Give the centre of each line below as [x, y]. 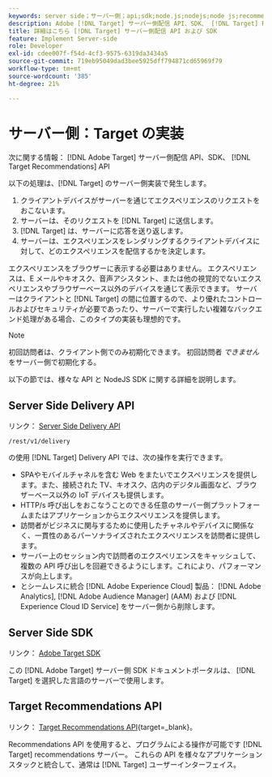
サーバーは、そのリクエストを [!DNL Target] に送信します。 [119, 221]
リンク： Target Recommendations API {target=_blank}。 [102, 727]
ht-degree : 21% [34, 84]
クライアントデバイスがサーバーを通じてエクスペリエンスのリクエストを [140, 200]
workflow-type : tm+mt [45, 69]
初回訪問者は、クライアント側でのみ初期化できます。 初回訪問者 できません [134, 352]
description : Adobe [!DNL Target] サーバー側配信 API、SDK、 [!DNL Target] [134, 24]
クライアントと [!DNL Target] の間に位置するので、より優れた [125, 299]
